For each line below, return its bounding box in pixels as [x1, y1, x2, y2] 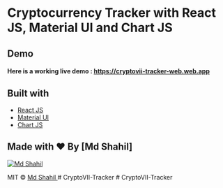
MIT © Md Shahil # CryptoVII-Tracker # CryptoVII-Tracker [7, 173, 173, 181]
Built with [7, 87, 49, 99]
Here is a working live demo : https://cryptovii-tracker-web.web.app [7, 67, 210, 75]
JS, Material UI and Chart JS [7, 20, 173, 36]
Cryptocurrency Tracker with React [7, 5, 216, 21]
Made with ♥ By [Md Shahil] [7, 141, 133, 153]
